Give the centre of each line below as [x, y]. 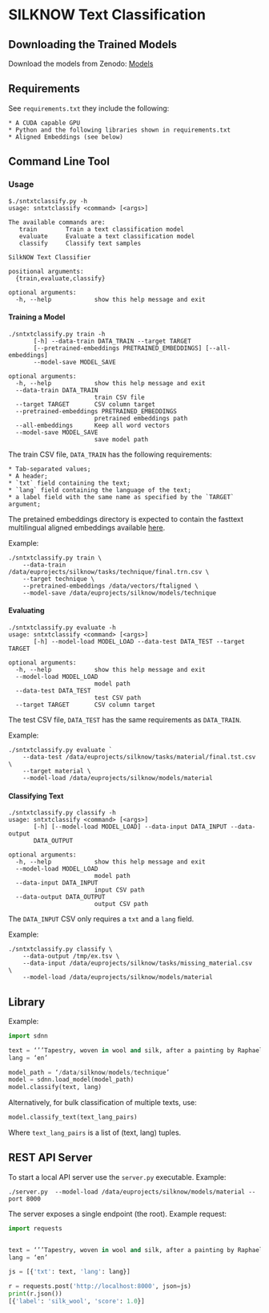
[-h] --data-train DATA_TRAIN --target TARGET [112, 341]
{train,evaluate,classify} [60, 278]
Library [27, 1002]
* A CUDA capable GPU [44, 123]
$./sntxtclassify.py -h [48, 201]
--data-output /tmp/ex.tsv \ [71, 957]
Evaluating [27, 611]
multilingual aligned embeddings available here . [87, 527]
